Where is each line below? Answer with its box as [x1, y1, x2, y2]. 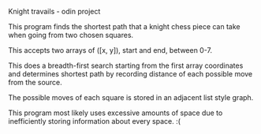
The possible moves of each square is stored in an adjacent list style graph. [8, 93, 254, 102]
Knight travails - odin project [8, 7, 101, 16]
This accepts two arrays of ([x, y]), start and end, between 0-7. [8, 46, 213, 54]
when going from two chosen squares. [8, 31, 134, 39]
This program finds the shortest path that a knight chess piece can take [8, 22, 240, 31]
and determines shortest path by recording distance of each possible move [8, 69, 253, 78]
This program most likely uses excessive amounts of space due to [8, 108, 223, 117]
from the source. [8, 78, 63, 87]
